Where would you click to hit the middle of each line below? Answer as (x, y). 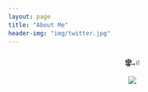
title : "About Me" (38, 25)
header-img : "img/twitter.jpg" (59, 33)
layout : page (30, 17)
